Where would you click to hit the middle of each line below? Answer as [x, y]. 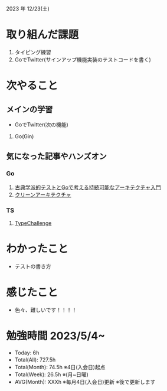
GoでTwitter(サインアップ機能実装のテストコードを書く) [83, 59]
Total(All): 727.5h [35, 360]
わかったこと [37, 249]
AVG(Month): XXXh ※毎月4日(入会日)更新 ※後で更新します [85, 382]
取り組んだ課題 [42, 35]
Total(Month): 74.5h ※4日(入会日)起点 [60, 367]
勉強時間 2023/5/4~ [55, 336]
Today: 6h [27, 353]
